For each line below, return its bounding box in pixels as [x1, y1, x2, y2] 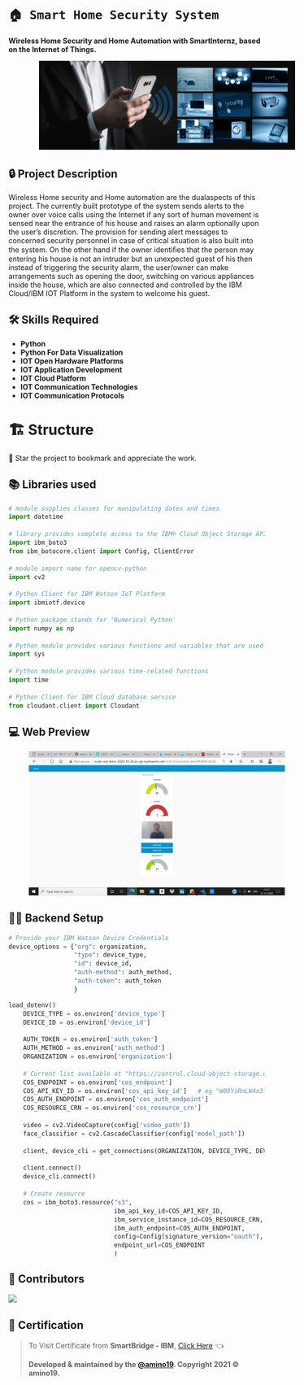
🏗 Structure [8, 420, 94, 439]
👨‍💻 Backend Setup [8, 912, 104, 926]
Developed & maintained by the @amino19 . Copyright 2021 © [28, 1359, 240, 1369]
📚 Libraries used [8, 477, 97, 492]
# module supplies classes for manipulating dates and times [8, 504, 220, 512]
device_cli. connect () [23, 1173, 96, 1181]
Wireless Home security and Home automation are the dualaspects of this [8, 192, 256, 202]
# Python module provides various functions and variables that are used [8, 642, 264, 650]
